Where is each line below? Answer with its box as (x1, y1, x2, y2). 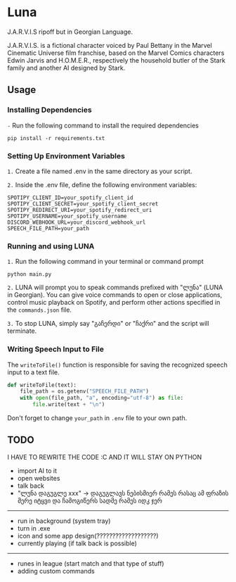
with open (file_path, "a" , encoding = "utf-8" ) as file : (20, 395, 184, 402)
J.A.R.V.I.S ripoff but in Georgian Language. (7, 27, 133, 36)
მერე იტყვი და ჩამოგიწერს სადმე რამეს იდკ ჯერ (17, 496, 163, 505)
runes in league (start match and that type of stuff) (17, 559, 164, 567)
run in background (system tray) (17, 517, 111, 525)
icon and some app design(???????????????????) (17, 531, 159, 540)
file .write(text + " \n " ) (32, 401, 105, 408)
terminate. (7, 327, 37, 335)
